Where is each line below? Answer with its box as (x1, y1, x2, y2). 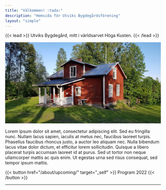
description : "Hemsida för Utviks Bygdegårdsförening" (5, 13, 121, 18)
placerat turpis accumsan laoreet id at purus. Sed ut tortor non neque (5, 150, 146, 155)
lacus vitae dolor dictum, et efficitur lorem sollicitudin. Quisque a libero (5, 144, 149, 150)
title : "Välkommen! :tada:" (5, 8, 63, 13)
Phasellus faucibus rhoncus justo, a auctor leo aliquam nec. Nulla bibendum (5, 139, 160, 145)
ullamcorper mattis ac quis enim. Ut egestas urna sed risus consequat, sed (5, 154, 158, 160)
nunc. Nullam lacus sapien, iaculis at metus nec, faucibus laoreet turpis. (5, 134, 151, 140)
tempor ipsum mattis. (5, 160, 48, 166)
